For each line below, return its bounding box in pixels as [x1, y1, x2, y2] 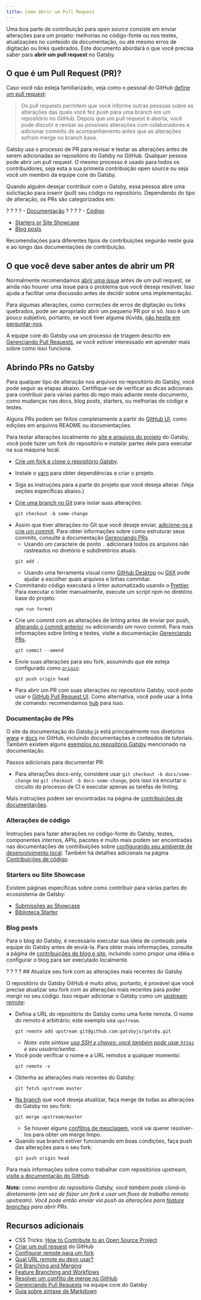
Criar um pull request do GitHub [14, 1243, 94, 1250]
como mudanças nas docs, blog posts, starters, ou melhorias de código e [6, 397, 188, 404]
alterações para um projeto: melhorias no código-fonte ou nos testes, [6, 31, 178, 39]
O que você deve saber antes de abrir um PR [6, 261, 175, 271]
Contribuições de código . [6, 855, 69, 862]
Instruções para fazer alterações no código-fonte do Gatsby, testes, [6, 830, 174, 837]
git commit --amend [14, 647, 64, 654]
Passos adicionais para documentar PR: [6, 758, 105, 766]
